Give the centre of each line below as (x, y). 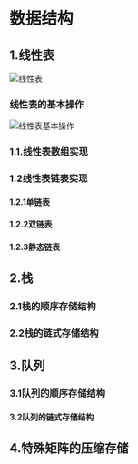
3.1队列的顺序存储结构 (58, 394)
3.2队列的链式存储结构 (52, 417)
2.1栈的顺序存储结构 (53, 307)
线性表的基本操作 (47, 104)
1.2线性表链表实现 (49, 178)
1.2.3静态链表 (35, 247)
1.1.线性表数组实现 (49, 152)
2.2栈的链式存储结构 (54, 333)
